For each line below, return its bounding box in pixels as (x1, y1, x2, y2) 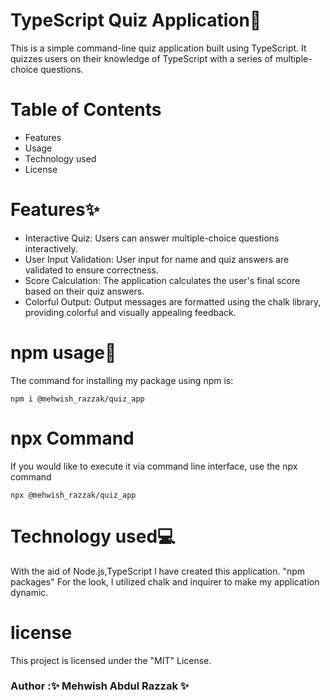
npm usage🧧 (10, 342, 117, 364)
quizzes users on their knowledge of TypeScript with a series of (10, 52, 274, 64)
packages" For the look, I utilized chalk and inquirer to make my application (10, 575, 320, 588)
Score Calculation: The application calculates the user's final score (24, 274, 301, 286)
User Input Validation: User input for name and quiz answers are (24, 253, 290, 265)
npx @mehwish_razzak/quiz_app (10, 490, 137, 500)
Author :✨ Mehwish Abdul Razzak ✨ (10, 679, 190, 693)
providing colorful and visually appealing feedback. (24, 306, 237, 318)
